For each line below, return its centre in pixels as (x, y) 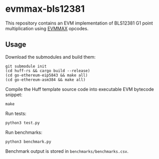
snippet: (14, 95)
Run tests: (16, 113)
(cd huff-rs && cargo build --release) (48, 71)
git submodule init (26, 66)
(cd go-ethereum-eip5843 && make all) (47, 75)
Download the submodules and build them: (50, 57)
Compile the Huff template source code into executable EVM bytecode (80, 89)
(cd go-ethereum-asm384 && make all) (46, 80)
